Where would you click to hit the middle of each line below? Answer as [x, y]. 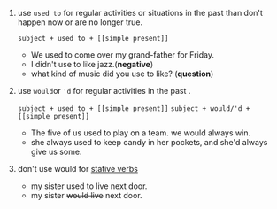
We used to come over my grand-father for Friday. [123, 55]
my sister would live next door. [87, 195]
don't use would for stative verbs [78, 169]
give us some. [56, 151]
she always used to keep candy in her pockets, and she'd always [149, 142]
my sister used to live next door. [89, 186]
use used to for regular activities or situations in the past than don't [140, 13]
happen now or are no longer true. [80, 22]
